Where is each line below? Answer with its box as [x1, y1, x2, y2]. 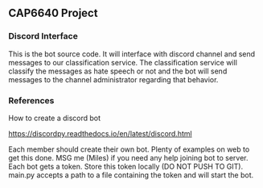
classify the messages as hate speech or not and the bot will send [8, 66, 228, 76]
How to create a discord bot [8, 113, 101, 123]
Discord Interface [8, 31, 78, 42]
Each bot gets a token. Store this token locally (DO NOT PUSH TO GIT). [8, 161, 244, 171]
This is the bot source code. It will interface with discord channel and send [8, 48, 256, 59]
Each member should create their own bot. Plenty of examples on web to [8, 144, 250, 154]
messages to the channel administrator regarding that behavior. [8, 74, 219, 84]
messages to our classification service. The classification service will [8, 57, 237, 67]
